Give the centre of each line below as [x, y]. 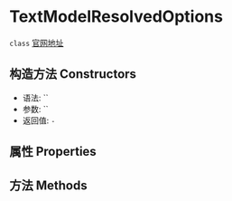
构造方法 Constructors [73, 74]
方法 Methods [48, 185]
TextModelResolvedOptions [116, 17]
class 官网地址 [37, 43]
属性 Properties [53, 152]
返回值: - [39, 120]
